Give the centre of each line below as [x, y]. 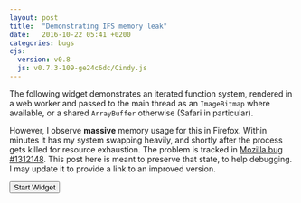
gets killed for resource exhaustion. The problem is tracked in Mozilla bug [146, 149]
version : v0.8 [44, 60]
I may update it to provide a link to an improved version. [113, 169]
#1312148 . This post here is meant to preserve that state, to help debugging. [151, 159]
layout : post [34, 18]
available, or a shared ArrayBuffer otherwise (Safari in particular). [132, 113]
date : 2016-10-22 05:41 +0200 [70, 34]
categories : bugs [42, 43]
